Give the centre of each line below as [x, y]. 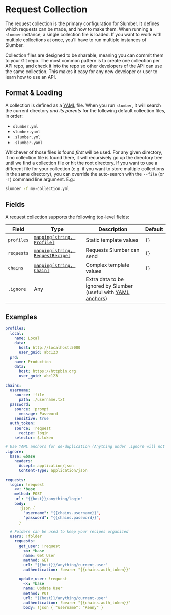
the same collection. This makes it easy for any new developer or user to [81, 71]
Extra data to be [105, 279]
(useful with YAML [108, 292]
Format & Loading [34, 93]
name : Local [27, 338]
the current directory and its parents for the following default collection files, [85, 110]
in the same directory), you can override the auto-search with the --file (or [85, 174]
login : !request [27, 484]
